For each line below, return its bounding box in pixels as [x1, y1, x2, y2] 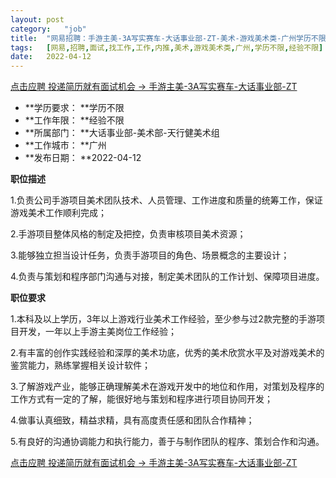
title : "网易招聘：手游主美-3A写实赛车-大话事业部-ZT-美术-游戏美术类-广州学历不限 [10, 33, 327, 43]
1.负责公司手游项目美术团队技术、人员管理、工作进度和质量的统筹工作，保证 [10, 194, 323, 206]
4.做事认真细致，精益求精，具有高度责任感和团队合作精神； [10, 414, 255, 426]
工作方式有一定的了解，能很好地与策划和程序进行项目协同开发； [10, 393, 273, 405]
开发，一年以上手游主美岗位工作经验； [18, 326, 177, 338]
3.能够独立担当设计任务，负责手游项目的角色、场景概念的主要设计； [10, 249, 290, 261]
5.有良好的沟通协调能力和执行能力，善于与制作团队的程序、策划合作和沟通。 [10, 436, 325, 448]
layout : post [10, 14, 65, 25]
